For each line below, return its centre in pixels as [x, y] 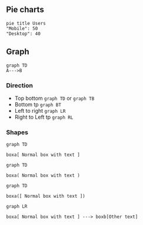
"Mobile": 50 [22, 28]
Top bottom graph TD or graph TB [54, 98]
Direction [20, 85]
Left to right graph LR [40, 110]
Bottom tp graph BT [38, 104]
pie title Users [26, 23]
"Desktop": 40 [24, 34]
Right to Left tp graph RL [44, 117]
